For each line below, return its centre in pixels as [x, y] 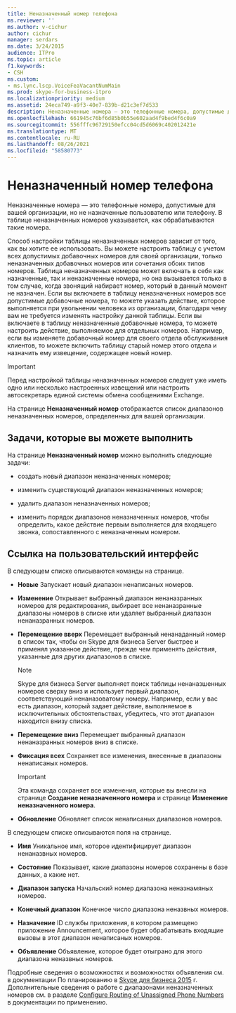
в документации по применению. [57, 1002]
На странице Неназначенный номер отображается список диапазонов [115, 409]
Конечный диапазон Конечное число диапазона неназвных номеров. [123, 909]
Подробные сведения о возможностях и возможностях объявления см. [116, 972]
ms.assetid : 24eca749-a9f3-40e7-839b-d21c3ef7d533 [83, 105]
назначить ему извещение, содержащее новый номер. [90, 352]
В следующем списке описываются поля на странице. [89, 832]
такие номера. [29, 227]
